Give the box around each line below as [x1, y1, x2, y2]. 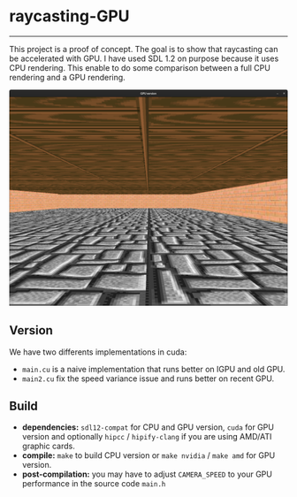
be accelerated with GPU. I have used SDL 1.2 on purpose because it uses [9, 53, 279, 64]
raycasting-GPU [9, 6, 130, 27]
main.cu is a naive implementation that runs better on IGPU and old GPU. [21, 363, 286, 374]
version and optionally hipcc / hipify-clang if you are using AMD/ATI [21, 432, 272, 442]
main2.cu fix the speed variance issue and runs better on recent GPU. [21, 373, 275, 384]
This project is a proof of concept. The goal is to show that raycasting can [9, 43, 278, 54]
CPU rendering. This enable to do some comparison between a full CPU [9, 62, 271, 73]
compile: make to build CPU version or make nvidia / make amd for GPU [21, 450, 276, 461]
